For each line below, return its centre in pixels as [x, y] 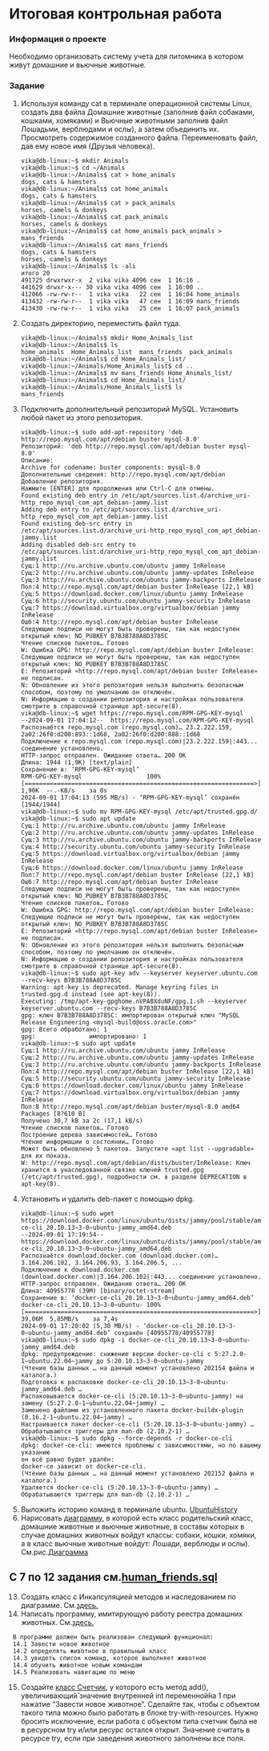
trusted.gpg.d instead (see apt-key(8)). [90, 994]
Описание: [37, 460]
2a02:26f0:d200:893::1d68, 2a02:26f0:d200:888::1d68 [110, 734]
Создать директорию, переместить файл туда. [100, 323]
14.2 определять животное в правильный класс [90, 1651]
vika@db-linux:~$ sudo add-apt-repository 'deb [101, 432]
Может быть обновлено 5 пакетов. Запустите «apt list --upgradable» [137, 1149]
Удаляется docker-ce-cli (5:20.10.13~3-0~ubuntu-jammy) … [119, 1487]
